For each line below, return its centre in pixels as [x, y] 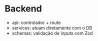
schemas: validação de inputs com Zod [52, 33]
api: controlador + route [36, 22]
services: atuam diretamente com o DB [52, 27]
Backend [23, 9]
